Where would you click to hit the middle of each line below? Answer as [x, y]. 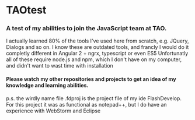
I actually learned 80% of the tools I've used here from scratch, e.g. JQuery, [97, 41]
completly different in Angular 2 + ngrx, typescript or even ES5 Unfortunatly [97, 54]
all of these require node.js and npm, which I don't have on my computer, [94, 59]
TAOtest [26, 10]
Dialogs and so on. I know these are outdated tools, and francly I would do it [97, 47]
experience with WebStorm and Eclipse [53, 111]
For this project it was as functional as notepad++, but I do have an [87, 104]
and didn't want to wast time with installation [60, 66]
